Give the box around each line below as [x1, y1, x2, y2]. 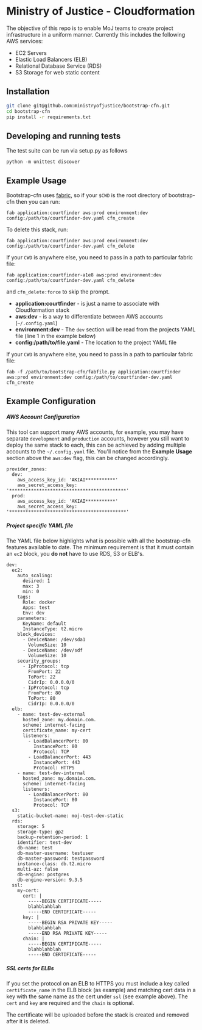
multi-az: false [17, 866, 59, 873]
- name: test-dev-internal [17, 770, 86, 776]
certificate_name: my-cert [22, 727, 91, 733]
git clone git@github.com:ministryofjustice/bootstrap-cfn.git [6, 103, 170, 109]
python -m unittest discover [6, 159, 80, 165]
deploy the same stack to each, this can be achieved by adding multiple [6, 441, 186, 449]
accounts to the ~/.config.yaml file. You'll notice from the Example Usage [6, 448, 193, 455]
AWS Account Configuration [6, 413, 80, 420]
